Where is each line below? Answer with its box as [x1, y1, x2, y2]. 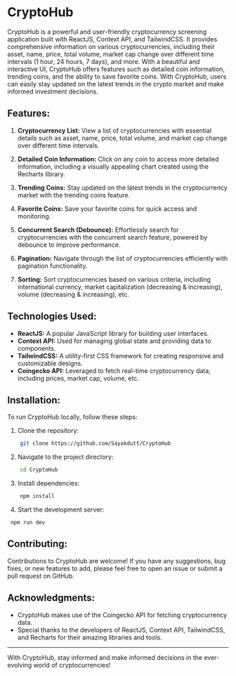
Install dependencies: [17, 479, 80, 488]
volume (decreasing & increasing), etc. [17, 290, 130, 299]
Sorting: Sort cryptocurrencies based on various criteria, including [17, 275, 211, 283]
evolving [7, 661, 32, 669]
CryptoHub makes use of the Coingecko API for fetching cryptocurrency [17, 611, 228, 619]
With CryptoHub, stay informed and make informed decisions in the [7, 653, 202, 661]
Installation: [7, 394, 61, 406]
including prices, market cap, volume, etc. [17, 374, 139, 382]
